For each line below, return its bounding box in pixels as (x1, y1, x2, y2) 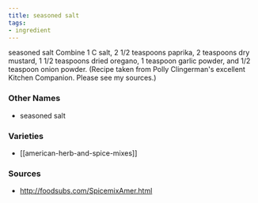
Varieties (8, 130, 44, 141)
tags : (8, 19, 26, 27)
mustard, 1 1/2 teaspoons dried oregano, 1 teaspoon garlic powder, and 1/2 (8, 56, 251, 66)
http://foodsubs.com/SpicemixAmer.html (19, 186, 153, 196)
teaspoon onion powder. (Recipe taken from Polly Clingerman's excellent (8, 65, 245, 74)
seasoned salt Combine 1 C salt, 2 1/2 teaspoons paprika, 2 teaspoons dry (8, 48, 250, 58)
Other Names (8, 92, 61, 103)
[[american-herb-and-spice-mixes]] (19, 148, 138, 158)
